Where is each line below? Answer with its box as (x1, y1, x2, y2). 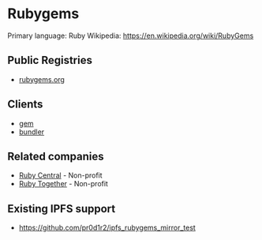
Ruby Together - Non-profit (18, 179, 108, 189)
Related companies (7, 149, 104, 163)
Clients (7, 98, 43, 111)
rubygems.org (18, 74, 65, 84)
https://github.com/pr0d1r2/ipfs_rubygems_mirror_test (18, 223, 196, 233)
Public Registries (7, 54, 92, 67)
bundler (18, 127, 45, 137)
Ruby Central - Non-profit (18, 171, 103, 180)
